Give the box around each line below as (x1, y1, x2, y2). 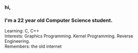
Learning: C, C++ (4, 28, 39, 34)
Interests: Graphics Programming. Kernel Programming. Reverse (4, 33, 134, 39)
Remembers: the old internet (4, 43, 62, 50)
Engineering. (4, 38, 30, 44)
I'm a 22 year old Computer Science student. (4, 17, 113, 23)
